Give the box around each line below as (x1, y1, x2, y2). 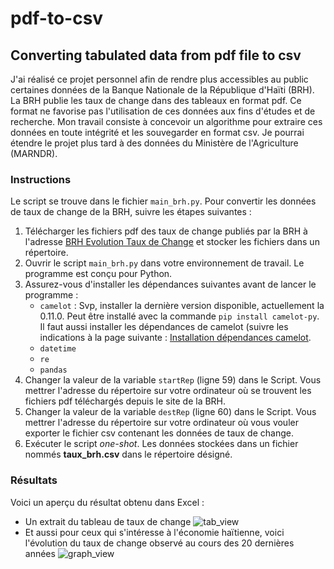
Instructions (10, 172, 72, 186)
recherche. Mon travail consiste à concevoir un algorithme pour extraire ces (10, 116, 323, 127)
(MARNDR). (10, 148, 58, 159)
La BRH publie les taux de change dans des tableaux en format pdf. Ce (10, 95, 302, 106)
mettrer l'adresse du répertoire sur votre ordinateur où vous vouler (24, 417, 299, 429)
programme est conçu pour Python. (24, 268, 173, 280)
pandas (39, 365, 68, 376)
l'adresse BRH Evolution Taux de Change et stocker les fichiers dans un (24, 236, 320, 248)
